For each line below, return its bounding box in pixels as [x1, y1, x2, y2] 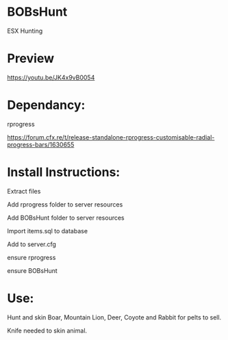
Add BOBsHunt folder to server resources [7, 213, 125, 222]
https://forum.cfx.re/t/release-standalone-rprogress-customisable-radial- [7, 133, 215, 141]
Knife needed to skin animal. [7, 326, 88, 335]
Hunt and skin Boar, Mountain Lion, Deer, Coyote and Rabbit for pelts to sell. [7, 313, 222, 322]
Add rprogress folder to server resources [7, 200, 123, 209]
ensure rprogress [7, 253, 56, 261]
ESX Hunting [7, 27, 43, 35]
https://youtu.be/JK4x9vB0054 [7, 73, 95, 81]
